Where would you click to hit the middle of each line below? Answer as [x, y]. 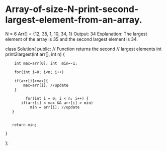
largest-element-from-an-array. [74, 20]
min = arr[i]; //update [55, 107]
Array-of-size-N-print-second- [72, 9]
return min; [24, 125]
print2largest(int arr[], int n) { [35, 54]
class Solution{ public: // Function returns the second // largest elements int [83, 49]
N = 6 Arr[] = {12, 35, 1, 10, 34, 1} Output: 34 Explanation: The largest [76, 34]
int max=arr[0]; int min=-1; [46, 63]
